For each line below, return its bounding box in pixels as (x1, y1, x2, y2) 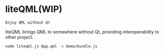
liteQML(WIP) (5, 3, 63, 15)
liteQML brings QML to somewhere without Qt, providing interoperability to (5, 28, 159, 34)
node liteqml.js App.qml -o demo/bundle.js (5, 43, 98, 48)
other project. (5, 34, 34, 40)
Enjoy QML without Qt (5, 20, 51, 25)
